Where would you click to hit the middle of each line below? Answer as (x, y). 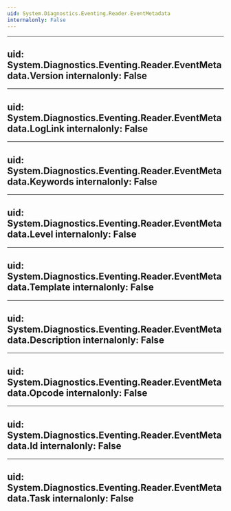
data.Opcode (35, 393)
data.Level (30, 234)
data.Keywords (41, 181)
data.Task (29, 499)
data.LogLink (36, 128)
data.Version (35, 75)
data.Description (44, 340)
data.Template (39, 288)
